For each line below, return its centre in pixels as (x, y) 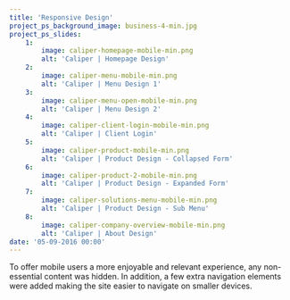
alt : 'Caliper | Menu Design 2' (102, 109)
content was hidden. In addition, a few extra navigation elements (163, 277)
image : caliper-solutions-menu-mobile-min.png (129, 200)
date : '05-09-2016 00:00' (57, 242)
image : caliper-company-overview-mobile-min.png (133, 225)
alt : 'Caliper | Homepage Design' (105, 59)
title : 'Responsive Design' (62, 17)
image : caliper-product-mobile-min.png (116, 150)
